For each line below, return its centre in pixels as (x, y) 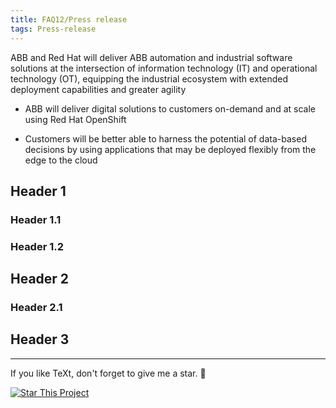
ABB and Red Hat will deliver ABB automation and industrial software (151, 57)
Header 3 (40, 339)
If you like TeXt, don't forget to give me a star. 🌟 (108, 373)
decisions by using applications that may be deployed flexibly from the (170, 149)
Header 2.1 (36, 308)
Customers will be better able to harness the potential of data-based (165, 138)
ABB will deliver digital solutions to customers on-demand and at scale (170, 108)
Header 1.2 (37, 246)
